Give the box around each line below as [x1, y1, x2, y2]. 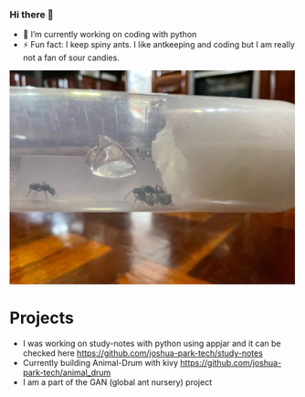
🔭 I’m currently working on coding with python [22, 29, 197, 40]
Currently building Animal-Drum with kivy [22, 358, 179, 369]
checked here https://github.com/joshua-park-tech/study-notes [22, 348, 263, 359]
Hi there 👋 [9, 8, 55, 21]
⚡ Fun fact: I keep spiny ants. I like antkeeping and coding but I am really [22, 39, 295, 50]
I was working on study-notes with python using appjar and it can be [22, 338, 281, 350]
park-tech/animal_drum [22, 367, 111, 378]
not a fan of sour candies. [22, 52, 121, 63]
